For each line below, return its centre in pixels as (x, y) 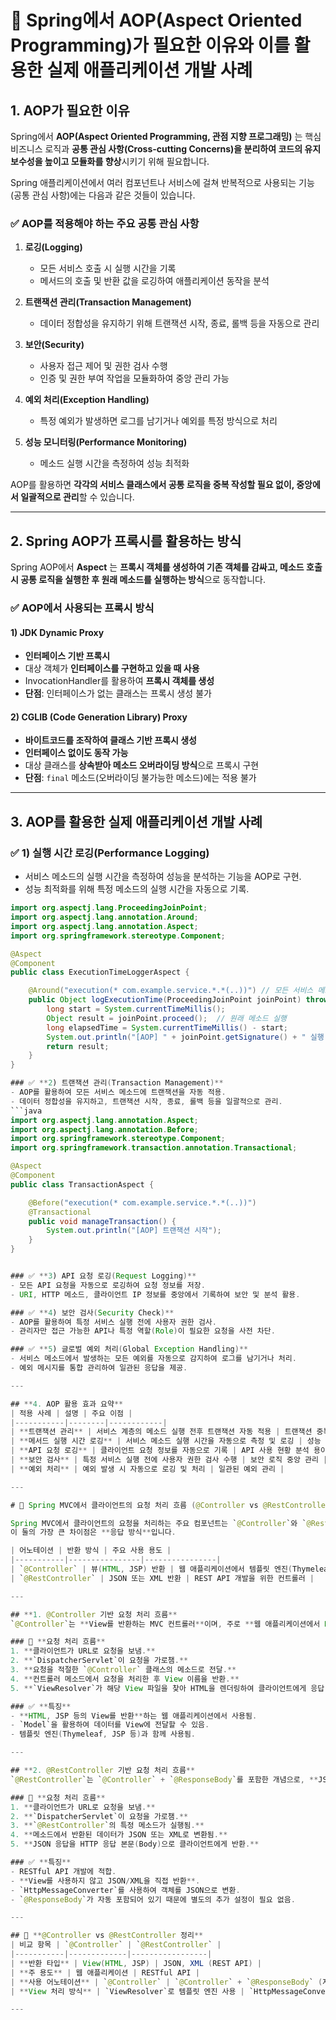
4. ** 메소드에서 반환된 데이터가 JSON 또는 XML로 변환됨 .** (119, 1835)
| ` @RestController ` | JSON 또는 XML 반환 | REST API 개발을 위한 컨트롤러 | (162, 1578)
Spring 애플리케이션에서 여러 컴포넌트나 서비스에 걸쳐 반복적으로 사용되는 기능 (162, 182)
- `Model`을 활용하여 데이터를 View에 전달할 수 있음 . (110, 1725)
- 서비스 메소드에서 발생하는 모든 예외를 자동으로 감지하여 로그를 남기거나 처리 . (153, 1359)
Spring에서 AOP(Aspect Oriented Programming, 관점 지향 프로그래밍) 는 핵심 (166, 136)
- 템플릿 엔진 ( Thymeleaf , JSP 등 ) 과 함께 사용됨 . (103, 1734)
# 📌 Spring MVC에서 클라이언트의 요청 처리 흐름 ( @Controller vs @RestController (170, 1505)
